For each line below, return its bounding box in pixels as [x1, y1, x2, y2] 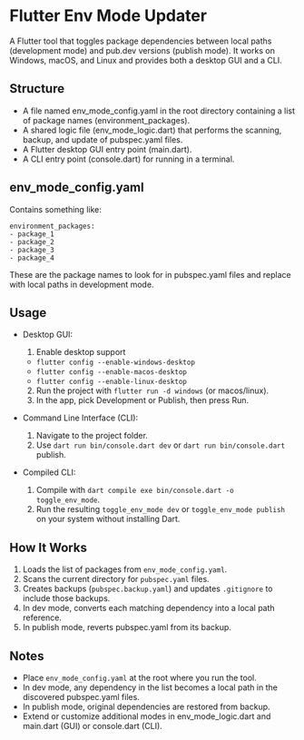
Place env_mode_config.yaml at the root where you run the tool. [22, 673, 257, 683]
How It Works [9, 539, 88, 555]
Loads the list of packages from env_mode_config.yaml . [22, 564, 228, 575]
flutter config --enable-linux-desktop [35, 378, 188, 387]
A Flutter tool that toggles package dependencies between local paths [9, 35, 272, 46]
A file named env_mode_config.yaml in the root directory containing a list [22, 105, 296, 116]
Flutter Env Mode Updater [9, 5, 207, 26]
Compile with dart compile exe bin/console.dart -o [35, 485, 234, 496]
